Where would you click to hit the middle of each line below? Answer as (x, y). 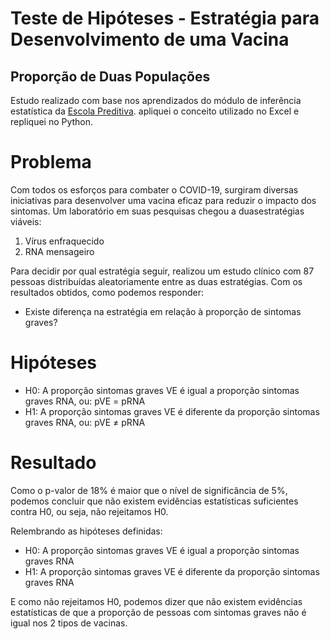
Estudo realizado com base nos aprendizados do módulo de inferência (156, 100)
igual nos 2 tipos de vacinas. (69, 623)
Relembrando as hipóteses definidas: (86, 531)
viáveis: (26, 221)
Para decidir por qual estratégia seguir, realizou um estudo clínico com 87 (162, 271)
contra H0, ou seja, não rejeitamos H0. (89, 511)
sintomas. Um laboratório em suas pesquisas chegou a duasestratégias (157, 211)
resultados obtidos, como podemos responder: (107, 292)
